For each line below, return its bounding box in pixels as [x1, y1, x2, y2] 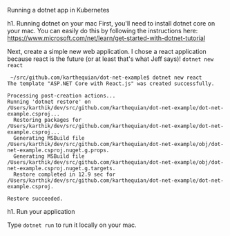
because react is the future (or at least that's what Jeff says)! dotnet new [7, 55, 214, 63]
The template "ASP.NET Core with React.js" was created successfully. [7, 80, 215, 87]
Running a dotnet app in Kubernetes [7, 6, 110, 14]
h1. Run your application [7, 208, 75, 215]
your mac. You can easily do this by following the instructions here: [7, 27, 198, 35]
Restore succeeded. [7, 195, 64, 202]
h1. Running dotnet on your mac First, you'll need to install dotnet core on [7, 19, 215, 27]
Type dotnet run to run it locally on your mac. [7, 221, 137, 229]
